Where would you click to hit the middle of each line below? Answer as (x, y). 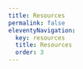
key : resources (40, 38)
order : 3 (30, 52)
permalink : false (37, 23)
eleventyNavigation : (42, 30)
